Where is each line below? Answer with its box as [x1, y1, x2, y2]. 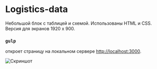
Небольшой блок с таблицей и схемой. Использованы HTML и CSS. [5, 20, 152, 26]
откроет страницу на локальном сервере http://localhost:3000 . [5, 48, 142, 54]
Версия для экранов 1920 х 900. [5, 25, 75, 31]
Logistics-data [5, 4, 68, 15]
